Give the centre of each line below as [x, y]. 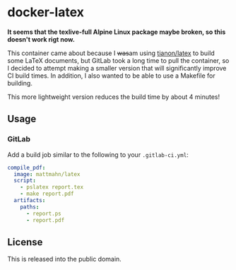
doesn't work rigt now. [41, 39]
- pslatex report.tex [52, 187]
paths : [30, 207]
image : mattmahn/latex [47, 174]
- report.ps [43, 213]
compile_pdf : [26, 168]
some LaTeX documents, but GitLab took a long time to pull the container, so [118, 60]
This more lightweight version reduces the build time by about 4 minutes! [114, 97]
